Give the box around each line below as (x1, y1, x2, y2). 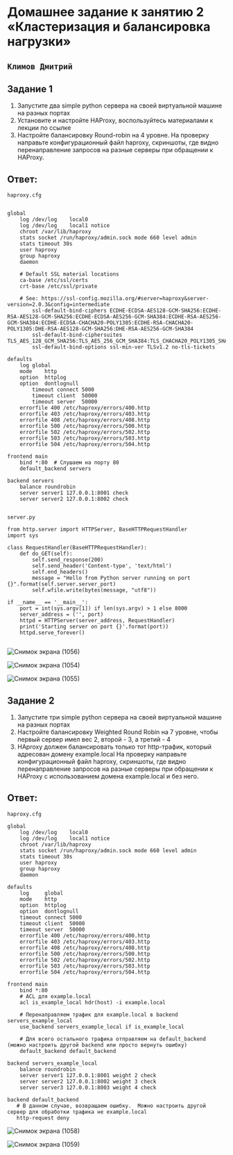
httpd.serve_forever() (19, 629, 85, 636)
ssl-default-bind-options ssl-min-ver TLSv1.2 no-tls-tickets (32, 344, 216, 351)
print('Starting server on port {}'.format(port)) (19, 623, 169, 631)
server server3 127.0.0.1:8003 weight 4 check (19, 1084, 157, 1091)
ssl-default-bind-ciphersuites (32, 331, 123, 339)
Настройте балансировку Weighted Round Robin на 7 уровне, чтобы (17, 728, 218, 736)
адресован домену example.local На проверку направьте (17, 750, 187, 758)
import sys (7, 532, 39, 539)
